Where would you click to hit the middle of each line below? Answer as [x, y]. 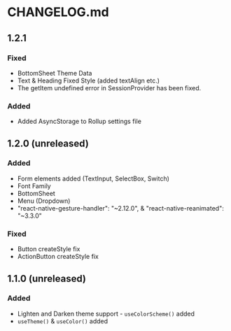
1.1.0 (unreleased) [47, 278]
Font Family [34, 185]
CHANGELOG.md [58, 12]
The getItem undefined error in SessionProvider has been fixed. [109, 87]
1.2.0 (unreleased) [48, 143]
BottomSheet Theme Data [55, 73]
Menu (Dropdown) [44, 201]
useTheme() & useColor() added [63, 321]
